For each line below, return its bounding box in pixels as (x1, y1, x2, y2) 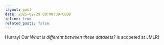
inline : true (5, 16, 32, 21)
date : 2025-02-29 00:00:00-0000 (5, 12, 71, 17)
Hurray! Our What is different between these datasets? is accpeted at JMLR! (5, 34, 159, 40)
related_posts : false (5, 21, 49, 26)
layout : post (5, 7, 32, 12)
